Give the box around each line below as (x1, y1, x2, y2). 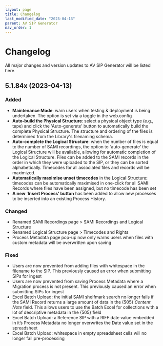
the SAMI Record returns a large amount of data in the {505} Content (12, 299, 151, 305)
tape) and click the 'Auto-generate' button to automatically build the (12, 123, 149, 129)
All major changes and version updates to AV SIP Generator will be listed (5, 62, 151, 68)
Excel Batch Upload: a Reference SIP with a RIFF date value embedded (12, 315, 155, 321)
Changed (5, 208, 28, 215)
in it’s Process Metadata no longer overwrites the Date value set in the (12, 320, 153, 326)
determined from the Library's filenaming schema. (12, 133, 113, 139)
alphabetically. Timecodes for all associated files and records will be (12, 164, 150, 170)
